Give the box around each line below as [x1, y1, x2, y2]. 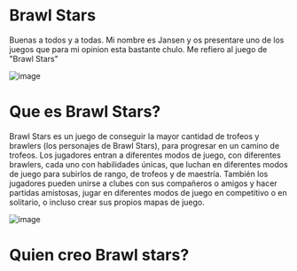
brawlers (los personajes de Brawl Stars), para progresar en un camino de [9, 140, 280, 151]
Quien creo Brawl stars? [9, 245, 190, 266]
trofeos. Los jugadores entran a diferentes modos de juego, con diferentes [9, 150, 281, 160]
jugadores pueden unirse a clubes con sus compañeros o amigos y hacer [9, 178, 277, 189]
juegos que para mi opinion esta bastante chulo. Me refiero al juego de [9, 43, 268, 54]
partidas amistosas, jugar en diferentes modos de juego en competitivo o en [9, 187, 287, 197]
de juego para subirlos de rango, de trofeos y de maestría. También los [9, 168, 269, 179]
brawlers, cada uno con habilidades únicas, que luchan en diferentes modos [9, 159, 288, 169]
